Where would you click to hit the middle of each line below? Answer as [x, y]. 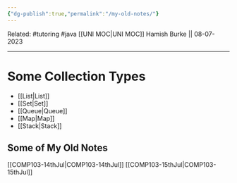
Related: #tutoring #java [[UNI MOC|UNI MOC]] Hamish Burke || [100, 34]
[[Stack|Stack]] [39, 126]
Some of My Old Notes [57, 147]
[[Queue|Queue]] [42, 111]
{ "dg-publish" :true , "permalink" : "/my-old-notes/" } [83, 14]
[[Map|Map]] [36, 118]
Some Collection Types [77, 76]
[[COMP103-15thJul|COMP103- [171, 165]
